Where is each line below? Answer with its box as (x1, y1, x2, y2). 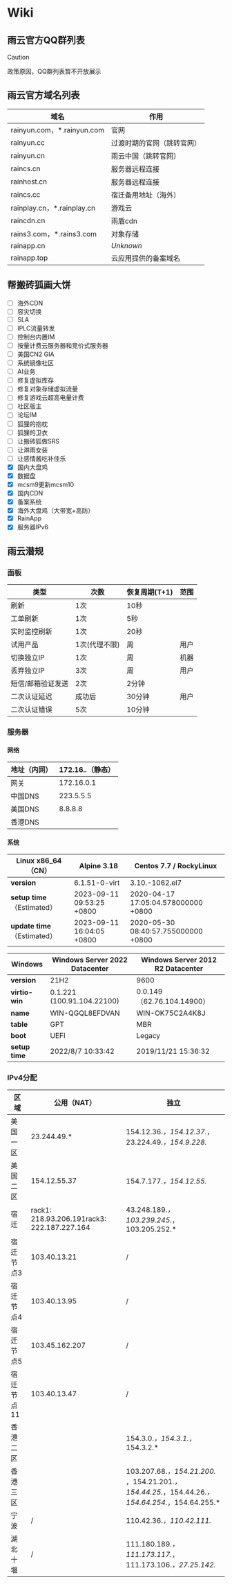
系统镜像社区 (17, 359, 54, 367)
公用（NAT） (54, 1098, 97, 1107)
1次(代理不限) (75, 640, 120, 649)
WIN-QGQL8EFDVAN (50, 1008, 120, 1018)
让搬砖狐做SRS (17, 437, 60, 445)
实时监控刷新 (10, 627, 53, 636)
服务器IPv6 (17, 523, 49, 531)
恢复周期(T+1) (126, 588, 173, 597)
